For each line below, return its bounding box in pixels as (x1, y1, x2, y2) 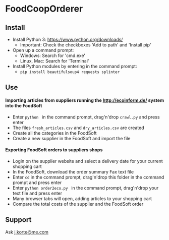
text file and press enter (12, 190, 63, 196)
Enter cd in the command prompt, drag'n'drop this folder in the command (12, 174, 164, 180)
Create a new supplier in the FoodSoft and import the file (12, 135, 131, 141)
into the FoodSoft (5, 102, 42, 108)
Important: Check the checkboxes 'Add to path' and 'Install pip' (20, 42, 151, 48)
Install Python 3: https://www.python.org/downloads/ (12, 36, 123, 42)
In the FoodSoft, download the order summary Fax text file (12, 168, 134, 174)
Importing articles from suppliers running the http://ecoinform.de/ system (5, 97, 164, 103)
